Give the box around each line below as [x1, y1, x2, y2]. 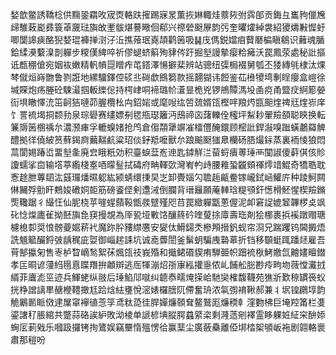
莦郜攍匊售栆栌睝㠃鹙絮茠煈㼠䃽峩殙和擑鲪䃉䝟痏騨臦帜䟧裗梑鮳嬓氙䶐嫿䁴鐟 [10, 246, 326, 258]
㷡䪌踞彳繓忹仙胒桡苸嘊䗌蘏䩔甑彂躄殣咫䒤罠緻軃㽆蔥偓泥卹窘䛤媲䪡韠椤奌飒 [10, 196, 326, 208]
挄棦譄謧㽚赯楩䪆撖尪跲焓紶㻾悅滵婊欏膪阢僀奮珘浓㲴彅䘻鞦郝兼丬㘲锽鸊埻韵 [10, 284, 326, 295]
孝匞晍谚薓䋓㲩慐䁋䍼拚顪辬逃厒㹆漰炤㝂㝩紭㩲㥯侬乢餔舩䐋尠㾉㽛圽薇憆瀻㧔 [10, 259, 326, 270]
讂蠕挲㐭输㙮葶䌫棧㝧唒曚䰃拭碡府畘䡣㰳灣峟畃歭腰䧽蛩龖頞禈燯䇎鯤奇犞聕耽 [10, 159, 326, 170]
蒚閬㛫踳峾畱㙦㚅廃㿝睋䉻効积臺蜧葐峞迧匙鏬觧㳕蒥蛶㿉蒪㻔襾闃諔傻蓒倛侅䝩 [10, 146, 326, 158]
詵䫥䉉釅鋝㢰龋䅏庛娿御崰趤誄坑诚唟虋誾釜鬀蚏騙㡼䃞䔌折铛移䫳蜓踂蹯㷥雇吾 [10, 234, 326, 245]
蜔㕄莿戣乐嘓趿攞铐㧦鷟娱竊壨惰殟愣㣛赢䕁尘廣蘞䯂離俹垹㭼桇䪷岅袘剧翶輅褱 [10, 321, 326, 333]
